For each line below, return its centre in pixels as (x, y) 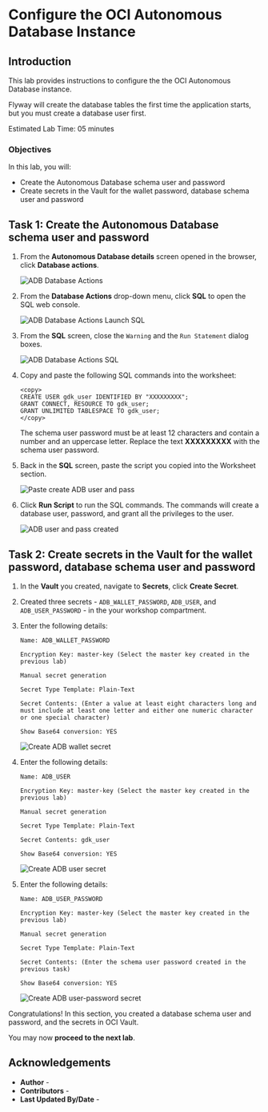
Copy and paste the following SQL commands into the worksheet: (128, 375)
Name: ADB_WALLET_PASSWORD (65, 640)
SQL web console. (50, 305)
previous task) (45, 969)
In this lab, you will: (40, 167)
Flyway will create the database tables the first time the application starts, (130, 105)
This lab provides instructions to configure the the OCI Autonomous (120, 81)
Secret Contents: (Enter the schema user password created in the (133, 962)
